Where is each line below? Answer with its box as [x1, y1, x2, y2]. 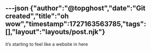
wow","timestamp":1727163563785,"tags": [5, 20, 146, 28]
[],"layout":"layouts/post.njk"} [5, 28, 106, 36]
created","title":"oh [5, 12, 69, 21]
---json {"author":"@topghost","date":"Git [5, 4, 146, 13]
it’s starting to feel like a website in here [5, 41, 88, 47]
